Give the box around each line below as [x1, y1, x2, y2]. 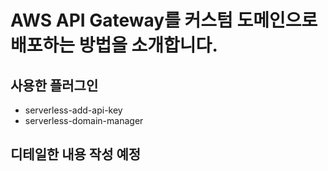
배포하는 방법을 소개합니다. [10, 34, 218, 57]
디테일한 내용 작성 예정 [10, 146, 142, 163]
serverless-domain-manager [24, 115, 144, 126]
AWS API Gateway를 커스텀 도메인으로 [10, 9, 318, 32]
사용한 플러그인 [10, 77, 99, 94]
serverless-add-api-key [24, 104, 123, 116]
